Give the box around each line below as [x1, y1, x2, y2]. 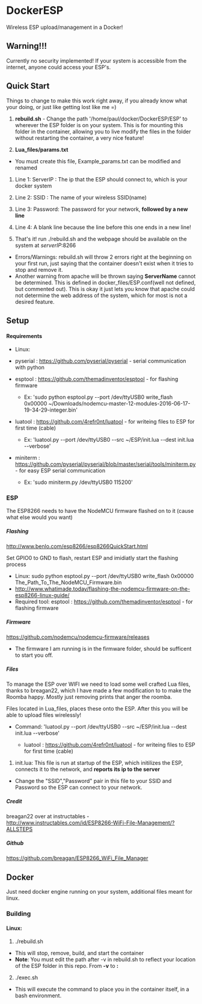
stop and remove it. [14, 266, 63, 273]
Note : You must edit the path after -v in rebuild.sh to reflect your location [14, 956, 196, 963]
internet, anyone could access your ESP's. [6, 63, 111, 71]
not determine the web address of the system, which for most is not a [14, 292, 188, 299]
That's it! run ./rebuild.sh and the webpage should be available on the [14, 235, 188, 242]
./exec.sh [14, 974, 38, 981]
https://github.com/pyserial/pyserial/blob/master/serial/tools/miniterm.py [14, 460, 196, 468]
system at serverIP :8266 [14, 242, 76, 249]
